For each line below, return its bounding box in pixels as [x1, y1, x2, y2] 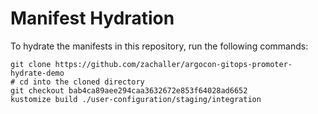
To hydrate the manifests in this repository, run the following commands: [10, 40, 309, 52]
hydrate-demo [10, 68, 65, 78]
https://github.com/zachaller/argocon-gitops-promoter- [54, 59, 293, 69]
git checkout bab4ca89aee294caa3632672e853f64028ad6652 [10, 85, 248, 96]
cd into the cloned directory [19, 77, 145, 87]
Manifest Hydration [10, 7, 175, 30]
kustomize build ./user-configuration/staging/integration [10, 94, 262, 104]
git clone [10, 59, 52, 69]
